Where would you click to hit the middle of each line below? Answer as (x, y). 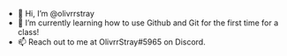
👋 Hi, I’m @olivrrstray (56, 14)
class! (28, 32)
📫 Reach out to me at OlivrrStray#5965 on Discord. (111, 42)
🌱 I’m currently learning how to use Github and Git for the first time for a (148, 23)
